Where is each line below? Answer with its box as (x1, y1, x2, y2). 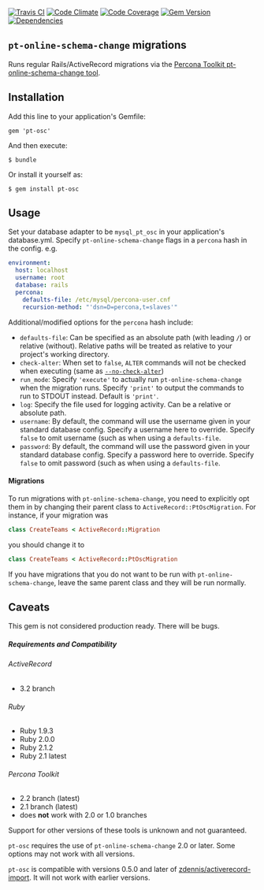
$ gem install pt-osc (8, 185, 80, 193)
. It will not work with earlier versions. (28, 873, 151, 882)
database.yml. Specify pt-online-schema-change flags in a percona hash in (8, 235, 247, 245)
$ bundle (8, 156, 37, 164)
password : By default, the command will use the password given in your (19, 441, 251, 451)
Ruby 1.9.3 (19, 726, 54, 736)
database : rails (15, 281, 69, 289)
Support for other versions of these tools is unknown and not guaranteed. (8, 825, 247, 835)
